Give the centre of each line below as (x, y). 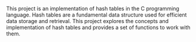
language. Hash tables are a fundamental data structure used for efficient (97, 15)
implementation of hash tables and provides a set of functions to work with (98, 27)
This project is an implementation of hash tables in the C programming (93, 9)
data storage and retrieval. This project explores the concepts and (88, 21)
